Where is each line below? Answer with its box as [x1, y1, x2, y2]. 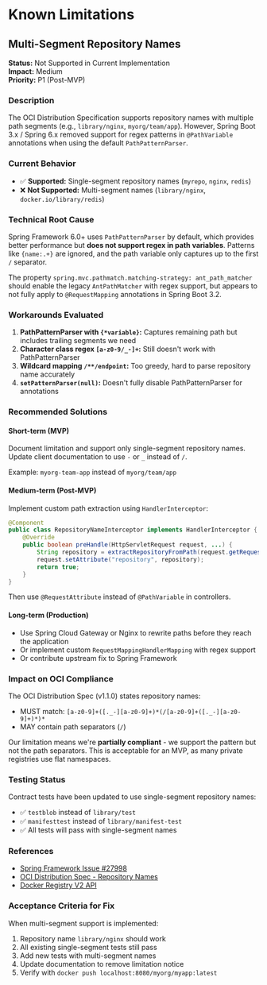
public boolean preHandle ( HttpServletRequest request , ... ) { [22, 541, 233, 549]
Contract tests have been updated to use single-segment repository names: [8, 792, 257, 802]
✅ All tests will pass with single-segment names [19, 825, 177, 835]
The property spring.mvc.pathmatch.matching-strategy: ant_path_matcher [8, 272, 253, 282]
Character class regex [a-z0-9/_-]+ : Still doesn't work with [19, 344, 216, 354]
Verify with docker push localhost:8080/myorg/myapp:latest [19, 968, 218, 977]
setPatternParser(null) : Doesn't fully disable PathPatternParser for [19, 378, 243, 388]
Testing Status [8, 774, 66, 785]
